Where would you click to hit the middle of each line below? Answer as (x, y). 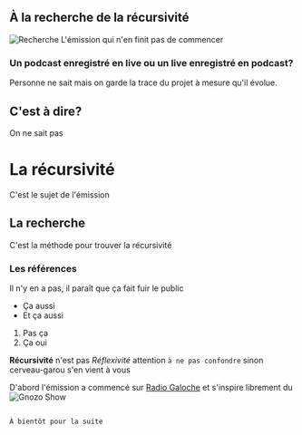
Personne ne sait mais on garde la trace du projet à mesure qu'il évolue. (144, 82)
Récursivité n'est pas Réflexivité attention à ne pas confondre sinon (136, 360)
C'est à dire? (46, 111)
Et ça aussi (43, 315)
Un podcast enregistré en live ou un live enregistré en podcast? (151, 63)
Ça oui (34, 343)
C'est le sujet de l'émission (60, 194)
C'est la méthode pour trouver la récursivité (91, 245)
